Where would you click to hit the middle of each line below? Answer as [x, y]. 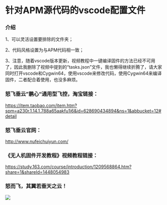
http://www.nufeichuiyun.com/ [37, 141]
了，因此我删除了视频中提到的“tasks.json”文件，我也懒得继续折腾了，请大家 [84, 67]
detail [11, 116]
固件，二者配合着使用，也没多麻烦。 [43, 80]
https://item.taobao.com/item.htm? [41, 105]
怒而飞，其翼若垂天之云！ [36, 186]
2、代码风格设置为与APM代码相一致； [45, 50]
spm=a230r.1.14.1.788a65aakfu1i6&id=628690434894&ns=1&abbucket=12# [83, 111]
